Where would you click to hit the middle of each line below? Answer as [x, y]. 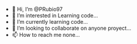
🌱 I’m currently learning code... [50, 22]
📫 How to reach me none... [46, 35]
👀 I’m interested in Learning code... [55, 15]
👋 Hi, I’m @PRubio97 [37, 9]
